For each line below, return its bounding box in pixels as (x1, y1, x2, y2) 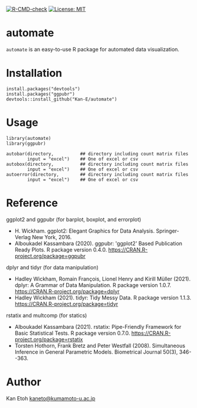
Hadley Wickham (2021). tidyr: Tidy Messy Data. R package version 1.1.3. (14, 294, 192, 301)
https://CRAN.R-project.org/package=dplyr (14, 288, 120, 295)
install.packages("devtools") (6, 86, 81, 92)
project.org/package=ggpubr (14, 252, 86, 259)
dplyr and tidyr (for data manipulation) (6, 263, 99, 271)
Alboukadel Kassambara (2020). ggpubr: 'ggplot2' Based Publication (14, 240, 183, 247)
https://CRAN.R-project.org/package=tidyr (14, 300, 119, 307)
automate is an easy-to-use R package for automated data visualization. (6, 45, 180, 53)
